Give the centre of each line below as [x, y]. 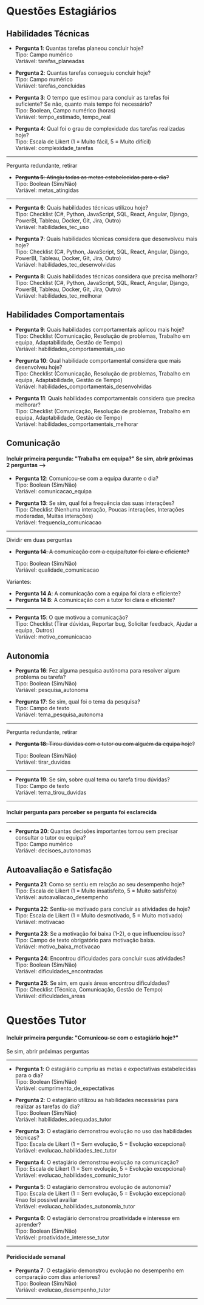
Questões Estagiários [62, 11]
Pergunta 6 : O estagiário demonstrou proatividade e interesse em [97, 1218]
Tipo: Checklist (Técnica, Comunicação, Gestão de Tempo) [89, 990]
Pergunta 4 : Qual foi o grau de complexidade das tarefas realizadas [100, 128]
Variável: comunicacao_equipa [53, 492]
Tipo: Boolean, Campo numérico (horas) [65, 110]
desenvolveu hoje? [39, 367]
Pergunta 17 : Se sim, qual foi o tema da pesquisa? [78, 702]
